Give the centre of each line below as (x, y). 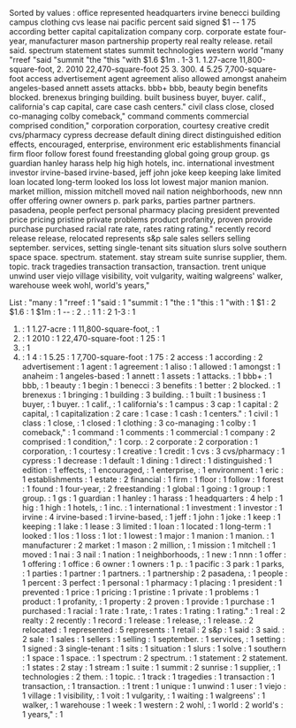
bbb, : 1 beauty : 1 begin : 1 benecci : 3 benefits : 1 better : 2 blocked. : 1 (151, 385)
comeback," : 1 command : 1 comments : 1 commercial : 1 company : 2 (148, 432)
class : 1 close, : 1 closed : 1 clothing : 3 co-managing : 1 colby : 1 (139, 423)
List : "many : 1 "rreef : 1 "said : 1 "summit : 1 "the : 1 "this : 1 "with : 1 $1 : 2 (143, 303)
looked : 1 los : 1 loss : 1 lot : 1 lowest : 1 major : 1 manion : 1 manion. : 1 (148, 536)
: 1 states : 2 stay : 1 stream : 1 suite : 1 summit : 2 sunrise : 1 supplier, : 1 (151, 667)
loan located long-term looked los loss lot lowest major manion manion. (139, 182)
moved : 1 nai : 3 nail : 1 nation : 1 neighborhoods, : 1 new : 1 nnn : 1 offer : (154, 555)
